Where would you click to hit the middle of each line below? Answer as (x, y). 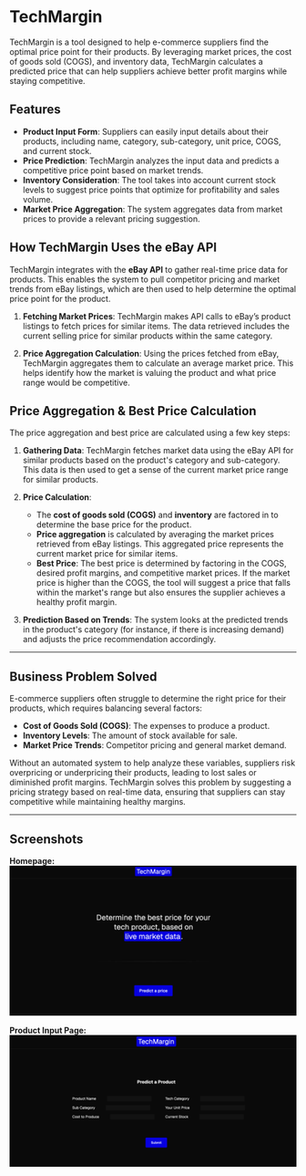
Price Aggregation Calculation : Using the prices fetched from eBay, (151, 353)
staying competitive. (47, 80)
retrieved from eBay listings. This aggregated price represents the (160, 544)
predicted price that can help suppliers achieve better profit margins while (148, 71)
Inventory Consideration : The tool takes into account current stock (149, 180)
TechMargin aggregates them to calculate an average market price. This (158, 363)
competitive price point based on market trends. (113, 170)
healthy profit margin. (76, 602)
